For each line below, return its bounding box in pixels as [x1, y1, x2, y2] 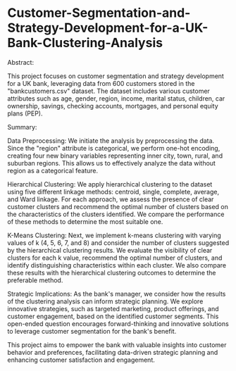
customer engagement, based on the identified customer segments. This [7, 312, 219, 320]
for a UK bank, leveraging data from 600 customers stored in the [7, 79, 195, 87]
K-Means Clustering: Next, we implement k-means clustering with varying [7, 231, 222, 239]
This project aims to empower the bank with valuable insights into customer [7, 340, 227, 349]
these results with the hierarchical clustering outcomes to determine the [7, 268, 216, 277]
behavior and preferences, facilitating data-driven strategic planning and [7, 348, 218, 356]
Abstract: [7, 58, 34, 66]
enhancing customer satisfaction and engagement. [7, 356, 155, 364]
